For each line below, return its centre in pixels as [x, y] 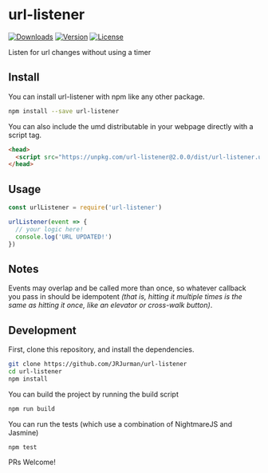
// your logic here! [49, 229]
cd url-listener [35, 371]
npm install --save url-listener [64, 111]
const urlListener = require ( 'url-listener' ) [85, 208]
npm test [23, 447]
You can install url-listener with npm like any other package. [106, 97]
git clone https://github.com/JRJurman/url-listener [98, 365]
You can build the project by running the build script [94, 394]
